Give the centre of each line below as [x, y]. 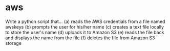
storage [14, 43]
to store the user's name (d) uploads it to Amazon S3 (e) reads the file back [85, 32]
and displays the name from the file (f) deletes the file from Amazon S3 [80, 38]
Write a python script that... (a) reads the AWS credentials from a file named [85, 21]
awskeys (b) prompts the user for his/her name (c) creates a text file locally [85, 27]
